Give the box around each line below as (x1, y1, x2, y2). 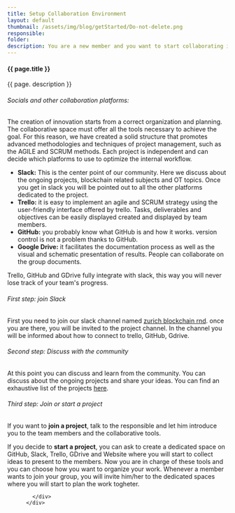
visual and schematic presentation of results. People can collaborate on (17, 250, 224, 259)
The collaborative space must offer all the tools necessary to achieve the (7, 125, 217, 134)
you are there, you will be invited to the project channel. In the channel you (7, 323, 222, 332)
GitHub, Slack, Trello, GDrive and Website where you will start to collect (7, 450, 213, 458)
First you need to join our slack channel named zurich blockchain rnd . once (7, 316, 225, 325)
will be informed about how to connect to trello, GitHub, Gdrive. (7, 331, 190, 339)
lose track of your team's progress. (7, 279, 108, 287)
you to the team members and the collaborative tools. (7, 429, 162, 437)
